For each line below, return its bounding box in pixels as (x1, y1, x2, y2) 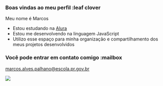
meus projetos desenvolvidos (12, 41, 75, 48)
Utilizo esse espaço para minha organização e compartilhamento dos (12, 36, 158, 42)
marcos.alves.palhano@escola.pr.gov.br (5, 65, 90, 72)
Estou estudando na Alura (12, 25, 67, 31)
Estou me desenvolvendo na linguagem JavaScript (12, 31, 119, 37)
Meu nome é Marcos (5, 16, 49, 22)
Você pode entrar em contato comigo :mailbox (5, 54, 122, 61)
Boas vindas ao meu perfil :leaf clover (5, 4, 101, 11)
